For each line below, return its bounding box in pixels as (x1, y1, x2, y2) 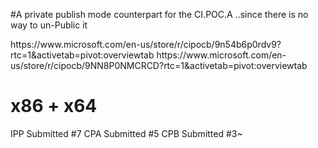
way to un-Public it (10, 19, 88, 31)
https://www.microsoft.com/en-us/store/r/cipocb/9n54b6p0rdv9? (10, 39, 282, 50)
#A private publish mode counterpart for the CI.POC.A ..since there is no (10, 9, 309, 20)
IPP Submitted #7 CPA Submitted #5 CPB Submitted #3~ (10, 127, 243, 139)
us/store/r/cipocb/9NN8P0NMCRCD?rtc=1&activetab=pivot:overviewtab (10, 60, 308, 71)
